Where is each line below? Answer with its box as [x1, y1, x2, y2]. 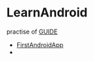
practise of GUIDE [6, 27, 58, 36]
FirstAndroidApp [16, 40, 64, 49]
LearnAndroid [6, 5, 88, 21]
